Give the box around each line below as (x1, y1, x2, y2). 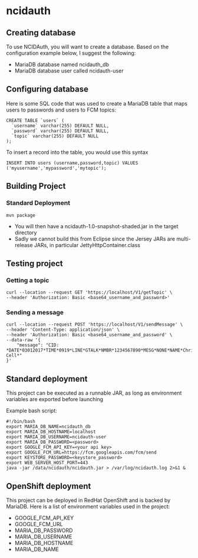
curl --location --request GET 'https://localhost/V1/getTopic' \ (6, 290, 173, 296)
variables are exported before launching (6, 396, 104, 403)
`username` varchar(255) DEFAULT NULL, (11, 123, 110, 129)
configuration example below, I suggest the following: (6, 50, 136, 57)
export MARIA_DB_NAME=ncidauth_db (6, 424, 91, 430)
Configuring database (6, 84, 89, 94)
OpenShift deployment (6, 481, 91, 491)
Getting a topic (6, 276, 49, 284)
